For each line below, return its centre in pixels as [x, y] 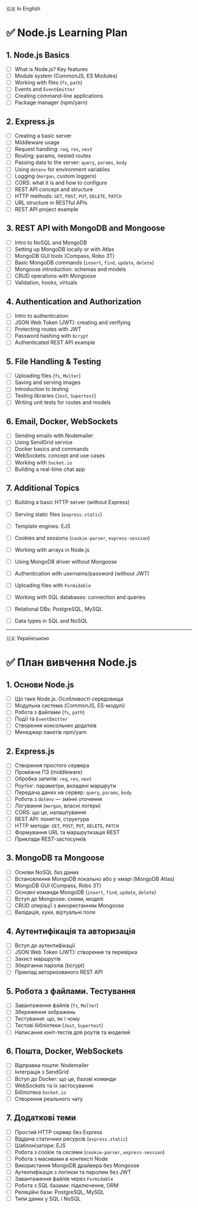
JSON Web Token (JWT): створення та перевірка [76, 952]
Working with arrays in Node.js [52, 550]
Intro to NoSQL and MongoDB [51, 243]
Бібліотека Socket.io [40, 1092]
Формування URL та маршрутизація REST [67, 832]
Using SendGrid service [43, 442]
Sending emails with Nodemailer [54, 436]
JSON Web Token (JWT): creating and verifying [72, 322]
